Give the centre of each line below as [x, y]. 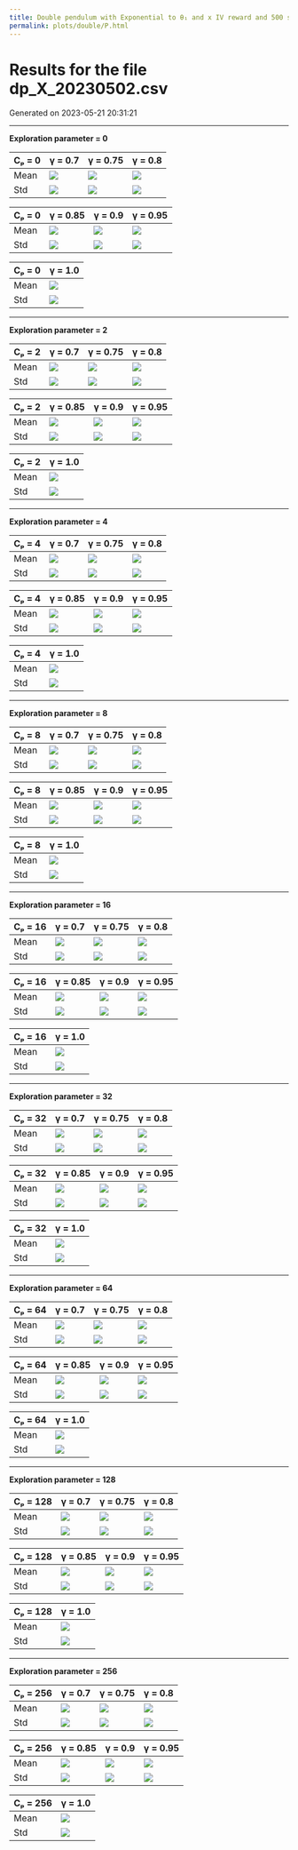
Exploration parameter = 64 [61, 1288]
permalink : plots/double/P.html [69, 26]
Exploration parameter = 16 [60, 905]
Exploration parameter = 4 [59, 522]
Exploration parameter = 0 [59, 139]
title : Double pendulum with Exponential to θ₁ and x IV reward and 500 [146, 17]
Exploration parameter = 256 [63, 1671]
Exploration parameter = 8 [59, 714]
